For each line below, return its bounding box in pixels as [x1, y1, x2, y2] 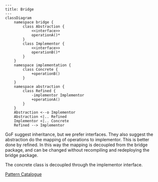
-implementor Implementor [31, 93, 84, 98]
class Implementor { [23, 41, 65, 46]
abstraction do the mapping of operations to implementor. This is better [5, 137, 150, 142]
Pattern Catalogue [5, 171, 42, 177]
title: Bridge [5, 7, 34, 12]
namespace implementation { [14, 63, 71, 68]
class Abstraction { [23, 24, 65, 29]
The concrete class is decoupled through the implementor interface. [5, 162, 143, 167]
